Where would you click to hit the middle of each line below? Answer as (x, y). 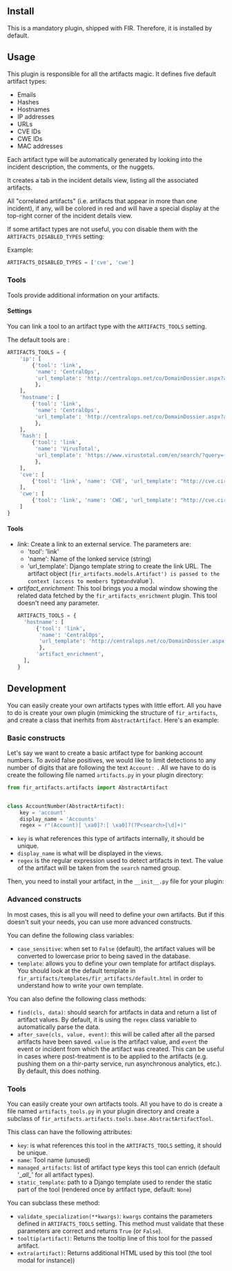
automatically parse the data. (58, 1027)
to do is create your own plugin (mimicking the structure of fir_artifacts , (113, 712)
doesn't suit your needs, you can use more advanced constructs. (100, 922)
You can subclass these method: (54, 1203)
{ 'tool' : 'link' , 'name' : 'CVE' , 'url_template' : (105, 481)
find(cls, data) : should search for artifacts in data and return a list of (117, 1012)
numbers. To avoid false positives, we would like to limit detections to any (112, 760)
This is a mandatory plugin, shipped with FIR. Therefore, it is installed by (110, 28)
